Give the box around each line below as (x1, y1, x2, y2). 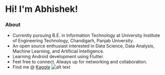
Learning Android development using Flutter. (12, 54, 104, 60)
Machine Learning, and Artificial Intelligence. (12, 48, 105, 54)
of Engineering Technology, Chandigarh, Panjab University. (12, 38, 134, 44)
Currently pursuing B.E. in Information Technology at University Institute (12, 32, 161, 38)
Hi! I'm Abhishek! (5, 3, 78, 15)
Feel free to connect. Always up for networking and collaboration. (12, 59, 148, 65)
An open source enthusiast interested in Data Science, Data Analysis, (12, 43, 155, 49)
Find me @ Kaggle (12, 64, 51, 70)
